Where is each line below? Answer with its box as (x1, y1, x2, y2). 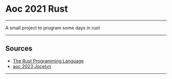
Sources (5, 44, 33, 53)
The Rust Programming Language (12, 58, 84, 64)
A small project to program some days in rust (5, 24, 100, 31)
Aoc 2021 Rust (5, 3, 68, 15)
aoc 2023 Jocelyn (12, 63, 51, 69)
